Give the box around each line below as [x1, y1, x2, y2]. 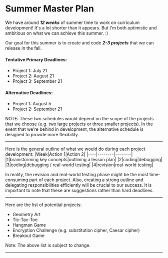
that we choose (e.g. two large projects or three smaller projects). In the [5, 121, 153, 127]
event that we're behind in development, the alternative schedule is [5, 126, 144, 132]
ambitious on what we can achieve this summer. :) [5, 30, 108, 36]
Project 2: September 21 [12, 106, 62, 112]
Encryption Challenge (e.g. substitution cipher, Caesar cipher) [12, 228, 140, 234]
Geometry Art [12, 212, 41, 218]
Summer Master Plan [5, 3, 94, 14]
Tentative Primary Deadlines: [5, 56, 67, 62]
